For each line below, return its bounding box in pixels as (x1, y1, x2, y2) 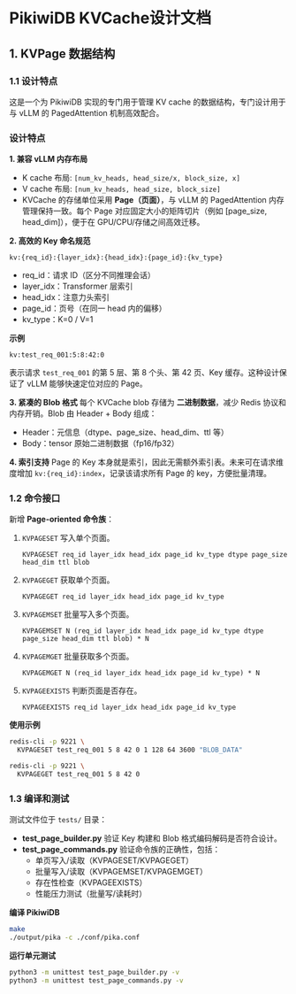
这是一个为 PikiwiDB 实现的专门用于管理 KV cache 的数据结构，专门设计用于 (9, 96, 286, 107)
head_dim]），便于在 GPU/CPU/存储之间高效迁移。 (21, 217, 205, 227)
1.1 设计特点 (9, 74, 58, 87)
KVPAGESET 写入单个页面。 (21, 533, 115, 543)
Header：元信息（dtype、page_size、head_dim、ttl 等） (21, 427, 229, 438)
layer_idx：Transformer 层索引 (21, 281, 133, 292)
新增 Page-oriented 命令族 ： (9, 514, 115, 525)
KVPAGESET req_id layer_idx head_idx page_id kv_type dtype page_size (21, 551, 288, 559)
